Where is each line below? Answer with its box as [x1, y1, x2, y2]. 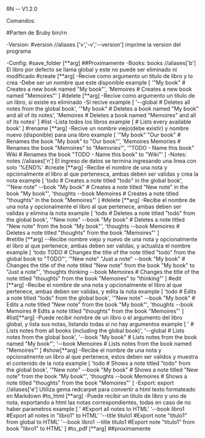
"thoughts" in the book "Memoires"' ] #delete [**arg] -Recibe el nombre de [6, 197, 196, 203]
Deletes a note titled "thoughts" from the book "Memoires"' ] [6, 229, 160, 236]
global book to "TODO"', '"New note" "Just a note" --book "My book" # [6, 255, 185, 262]
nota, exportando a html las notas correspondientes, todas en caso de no [6, 399, 192, 406]
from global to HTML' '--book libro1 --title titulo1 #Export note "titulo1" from [6, 418, 195, 426]
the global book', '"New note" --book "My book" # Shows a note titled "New [6, 366, 198, 373]
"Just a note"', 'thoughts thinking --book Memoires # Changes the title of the [6, 268, 199, 275]
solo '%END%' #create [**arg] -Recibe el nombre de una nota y [6, 164, 168, 171]
